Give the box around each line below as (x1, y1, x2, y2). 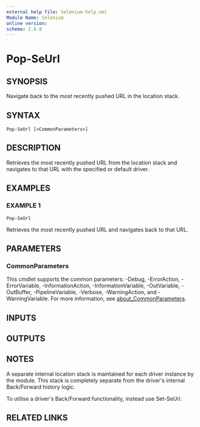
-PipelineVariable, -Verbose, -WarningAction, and (33, 289, 157, 296)
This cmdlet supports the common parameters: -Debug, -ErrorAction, (6, 275, 181, 283)
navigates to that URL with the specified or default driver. (6, 165, 150, 172)
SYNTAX (6, 110, 41, 121)
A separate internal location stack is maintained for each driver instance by (6, 370, 195, 378)
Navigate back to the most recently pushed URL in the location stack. (6, 93, 180, 100)
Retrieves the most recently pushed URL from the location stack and (6, 159, 178, 166)
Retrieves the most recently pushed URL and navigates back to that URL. (6, 226, 188, 233)
